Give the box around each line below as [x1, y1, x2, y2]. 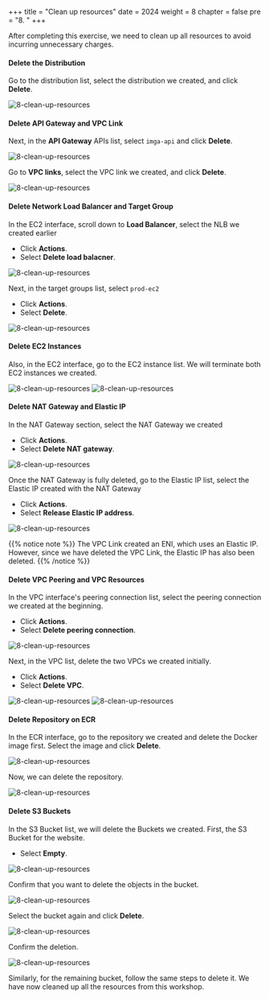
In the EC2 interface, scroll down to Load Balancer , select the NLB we [8, 219, 240, 229]
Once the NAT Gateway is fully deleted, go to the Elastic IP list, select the [8, 475, 250, 485]
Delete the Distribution [8, 58, 86, 68]
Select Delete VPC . [19, 680, 84, 691]
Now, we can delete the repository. [8, 772, 124, 782]
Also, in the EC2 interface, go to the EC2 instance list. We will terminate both [8, 359, 261, 369]
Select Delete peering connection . [19, 625, 137, 635]
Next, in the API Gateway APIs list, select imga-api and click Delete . [8, 136, 233, 146]
